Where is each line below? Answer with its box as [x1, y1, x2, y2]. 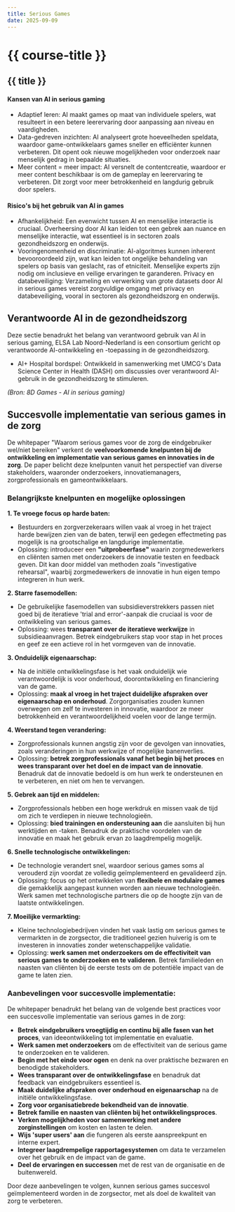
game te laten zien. [17, 971, 73, 980]
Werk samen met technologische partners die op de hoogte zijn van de [17, 892, 223, 900]
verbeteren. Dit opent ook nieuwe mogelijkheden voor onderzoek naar [17, 148, 221, 156]
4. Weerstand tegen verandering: [7, 726, 107, 735]
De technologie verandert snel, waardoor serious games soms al [17, 861, 205, 870]
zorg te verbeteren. [7, 1197, 63, 1205]
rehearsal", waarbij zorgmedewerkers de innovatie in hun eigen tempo [17, 568, 221, 576]
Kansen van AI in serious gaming [7, 94, 105, 103]
